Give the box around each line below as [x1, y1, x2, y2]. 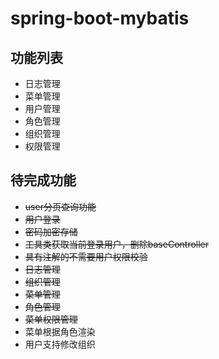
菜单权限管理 [24, 313, 78, 325]
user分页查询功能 [24, 200, 97, 212]
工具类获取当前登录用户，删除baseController [24, 238, 210, 250]
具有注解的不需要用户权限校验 [24, 250, 148, 262]
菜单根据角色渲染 [24, 325, 96, 337]
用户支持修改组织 [24, 338, 96, 350]
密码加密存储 [24, 225, 78, 237]
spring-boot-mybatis [10, 7, 190, 30]
